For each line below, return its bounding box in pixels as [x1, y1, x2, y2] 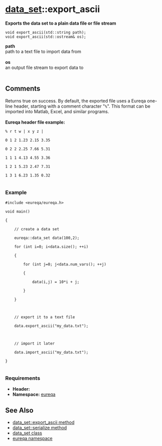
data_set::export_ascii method [12, 419, 75, 425]
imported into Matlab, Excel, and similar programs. [5, 108, 109, 114]
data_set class [12, 430, 43, 436]
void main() [5, 209, 30, 214]
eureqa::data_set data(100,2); [14, 235, 80, 241]
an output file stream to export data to [5, 64, 84, 70]
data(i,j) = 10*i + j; [32, 280, 80, 285]
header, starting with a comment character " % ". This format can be [14, 103, 150, 109]
